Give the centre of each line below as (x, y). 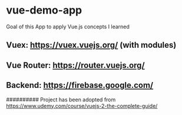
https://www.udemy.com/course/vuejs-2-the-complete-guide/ (82, 106)
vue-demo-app (44, 10)
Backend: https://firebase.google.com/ (80, 85)
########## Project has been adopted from (61, 99)
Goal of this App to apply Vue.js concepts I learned (68, 27)
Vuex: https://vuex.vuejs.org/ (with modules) (91, 45)
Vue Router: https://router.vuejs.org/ (76, 65)
